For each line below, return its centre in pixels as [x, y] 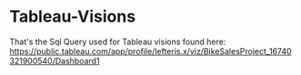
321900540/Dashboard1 [55, 61]
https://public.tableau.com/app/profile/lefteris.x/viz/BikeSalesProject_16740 [151, 51]
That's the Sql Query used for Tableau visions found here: [118, 42]
